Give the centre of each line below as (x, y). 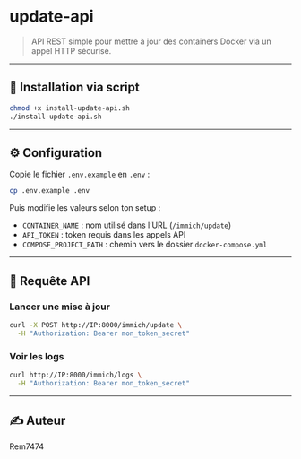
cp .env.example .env (50, 191)
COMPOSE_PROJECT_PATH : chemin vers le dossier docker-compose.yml (145, 245)
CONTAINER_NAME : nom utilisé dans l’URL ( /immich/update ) (127, 225)
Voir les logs (37, 356)
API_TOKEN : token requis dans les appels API (104, 235)
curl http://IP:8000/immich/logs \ (76, 375)
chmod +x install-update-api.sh (69, 108)
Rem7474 (27, 446)
